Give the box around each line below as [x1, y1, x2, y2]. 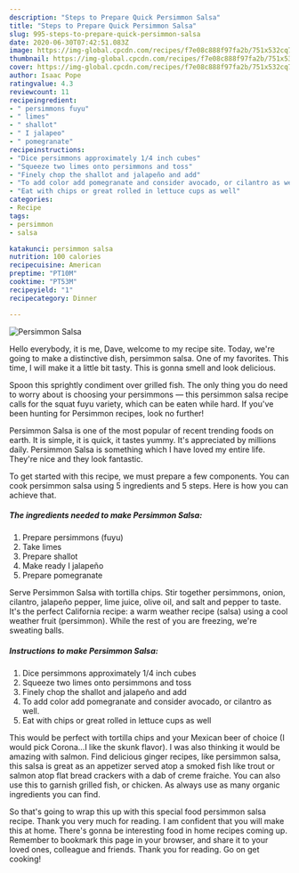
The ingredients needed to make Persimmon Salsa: [9, 510, 203, 521]
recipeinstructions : [9, 145, 86, 154]
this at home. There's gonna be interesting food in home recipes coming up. [9, 825, 287, 837]
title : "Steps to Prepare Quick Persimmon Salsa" [9, 21, 198, 30]
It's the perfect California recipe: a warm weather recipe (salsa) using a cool [9, 606, 288, 617]
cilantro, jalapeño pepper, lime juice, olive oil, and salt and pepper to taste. [9, 597, 282, 608]
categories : [9, 195, 53, 205]
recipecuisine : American [9, 261, 101, 270]
